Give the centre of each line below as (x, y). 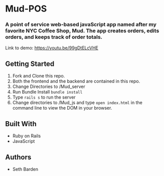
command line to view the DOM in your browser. (62, 108)
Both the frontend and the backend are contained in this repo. (76, 81)
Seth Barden (25, 169)
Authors (18, 157)
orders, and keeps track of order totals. (54, 37)
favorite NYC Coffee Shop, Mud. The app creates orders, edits (82, 31)
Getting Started (30, 64)
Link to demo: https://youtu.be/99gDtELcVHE (52, 48)
